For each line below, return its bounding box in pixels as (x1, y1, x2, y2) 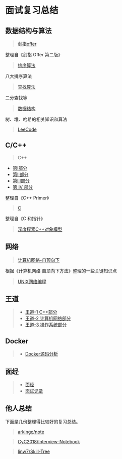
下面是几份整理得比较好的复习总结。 (5, 418, 81, 425)
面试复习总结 (5, 5, 59, 16)
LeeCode (17, 126, 37, 132)
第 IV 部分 (12, 184, 33, 190)
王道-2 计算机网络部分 (25, 315, 72, 322)
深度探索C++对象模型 (17, 226, 63, 232)
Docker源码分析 (25, 351, 58, 357)
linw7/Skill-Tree (17, 448, 50, 454)
